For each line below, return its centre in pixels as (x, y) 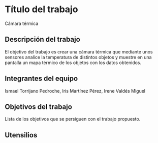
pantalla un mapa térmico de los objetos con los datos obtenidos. (73, 63)
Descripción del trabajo (43, 39)
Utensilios (21, 135)
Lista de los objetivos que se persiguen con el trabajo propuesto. (73, 119)
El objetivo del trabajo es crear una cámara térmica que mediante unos (79, 51)
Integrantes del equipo (41, 79)
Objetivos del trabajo (38, 107)
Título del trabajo (41, 9)
